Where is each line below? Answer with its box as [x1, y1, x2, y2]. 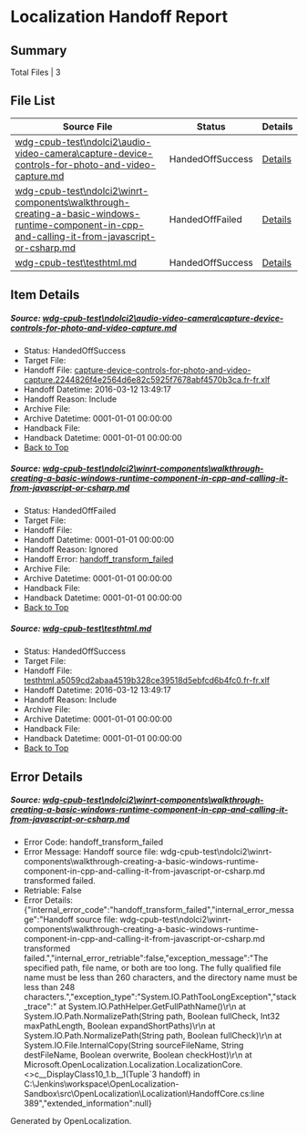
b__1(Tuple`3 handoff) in [110, 1069, 200, 1080]
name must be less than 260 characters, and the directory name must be [23, 972, 298, 983]
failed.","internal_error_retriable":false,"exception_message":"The [23, 953, 269, 964]
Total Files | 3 [10, 66, 61, 77]
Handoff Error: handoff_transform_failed [23, 554, 174, 565]
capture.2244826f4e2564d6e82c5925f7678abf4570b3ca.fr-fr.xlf [23, 374, 271, 385]
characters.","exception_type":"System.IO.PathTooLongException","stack [23, 991, 297, 1003]
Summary [10, 43, 67, 58]
